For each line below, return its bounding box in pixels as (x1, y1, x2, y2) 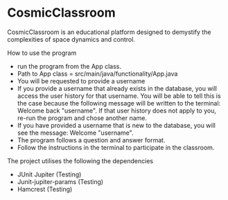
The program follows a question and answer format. (17, 135, 166, 144)
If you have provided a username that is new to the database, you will (17, 121, 216, 129)
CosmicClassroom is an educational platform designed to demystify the (7, 28, 211, 36)
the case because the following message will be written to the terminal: (17, 99, 221, 107)
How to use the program (7, 49, 77, 57)
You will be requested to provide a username (17, 76, 146, 85)
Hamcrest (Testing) (17, 185, 73, 193)
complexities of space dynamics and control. (7, 35, 135, 43)
